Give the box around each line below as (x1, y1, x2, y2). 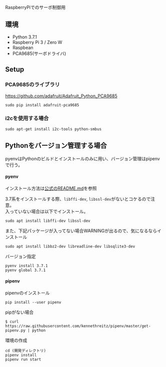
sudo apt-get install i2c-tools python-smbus (5, 126, 101, 131)
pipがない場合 (5, 309, 34, 316)
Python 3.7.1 (12, 34, 37, 40)
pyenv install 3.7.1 (5, 263, 48, 268)
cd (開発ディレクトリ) (5, 349, 46, 354)
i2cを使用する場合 (5, 115, 49, 122)
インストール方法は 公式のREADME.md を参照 (5, 185, 97, 191)
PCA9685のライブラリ (5, 81, 60, 88)
